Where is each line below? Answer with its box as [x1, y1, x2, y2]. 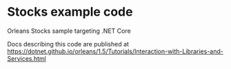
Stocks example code [7, 4, 133, 20]
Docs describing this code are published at [7, 40, 130, 48]
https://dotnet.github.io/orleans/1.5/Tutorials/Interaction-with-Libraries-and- [7, 47, 224, 55]
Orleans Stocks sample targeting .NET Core [7, 27, 131, 35]
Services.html [7, 54, 46, 62]
